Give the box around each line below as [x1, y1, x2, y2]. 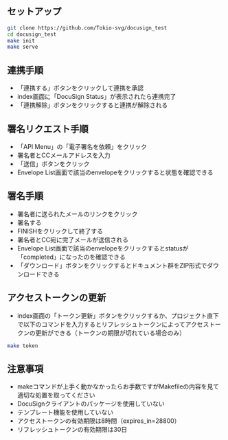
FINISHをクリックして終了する [16, 227, 104, 235]
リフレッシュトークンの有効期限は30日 [16, 426, 128, 434]
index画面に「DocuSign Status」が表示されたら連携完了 [16, 93, 176, 101]
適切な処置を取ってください [16, 391, 95, 400]
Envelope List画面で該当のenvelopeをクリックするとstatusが [16, 244, 189, 252]
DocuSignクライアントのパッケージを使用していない [16, 400, 165, 408]
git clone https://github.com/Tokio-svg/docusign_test [7, 24, 168, 32]
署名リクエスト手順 [7, 123, 89, 135]
